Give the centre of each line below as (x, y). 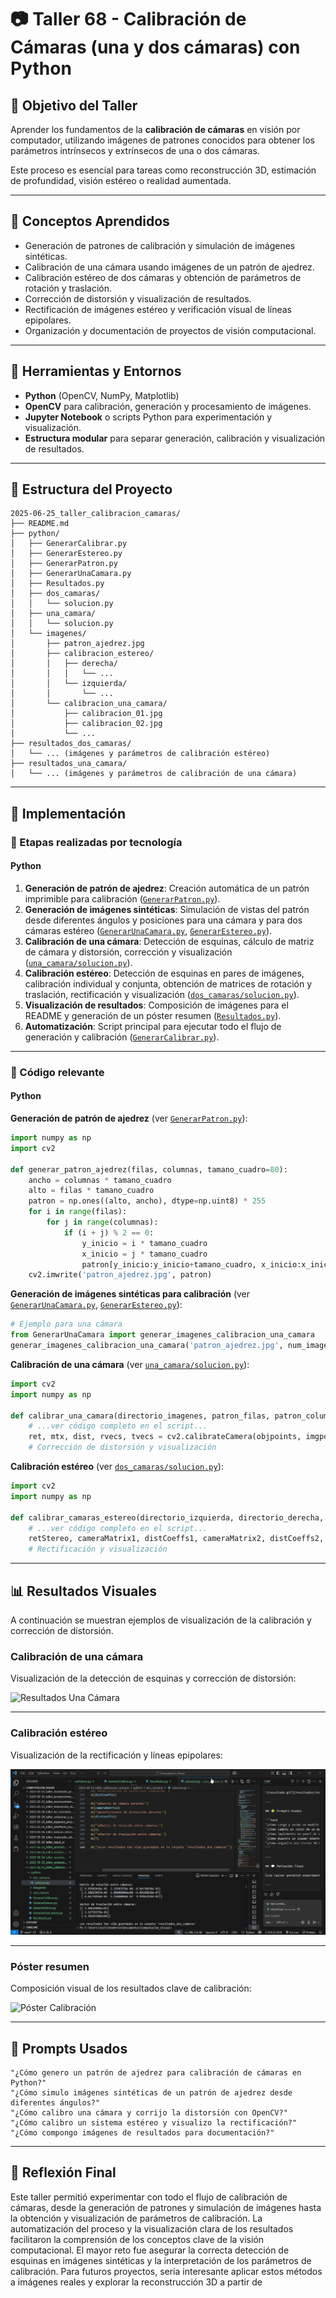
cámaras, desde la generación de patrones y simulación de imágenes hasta (166, 2207)
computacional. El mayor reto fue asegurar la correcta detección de (150, 2250)
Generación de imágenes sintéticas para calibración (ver (130, 1294)
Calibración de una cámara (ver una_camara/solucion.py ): (130, 1364)
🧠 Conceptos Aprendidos (90, 221)
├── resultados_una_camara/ (69, 764)
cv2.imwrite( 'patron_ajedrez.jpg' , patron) (120, 1275)
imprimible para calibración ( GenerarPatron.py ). (122, 898)
